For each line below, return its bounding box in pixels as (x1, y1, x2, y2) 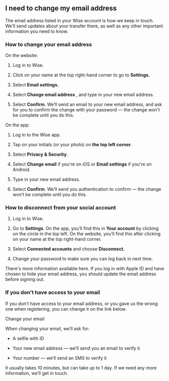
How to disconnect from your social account (5, 204, 116, 211)
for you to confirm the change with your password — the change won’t (12, 107, 160, 113)
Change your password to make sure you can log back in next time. (12, 256, 153, 262)
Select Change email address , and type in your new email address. (12, 92, 154, 98)
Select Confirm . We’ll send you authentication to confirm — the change (12, 186, 161, 192)
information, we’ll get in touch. (5, 370, 68, 376)
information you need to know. (5, 28, 69, 34)
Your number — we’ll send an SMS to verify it (12, 355, 107, 361)
